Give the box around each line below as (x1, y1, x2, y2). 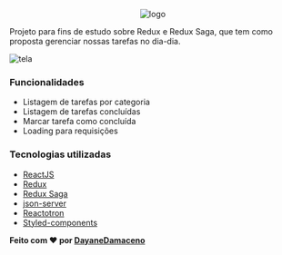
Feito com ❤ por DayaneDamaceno (9, 234, 146, 245)
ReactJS (22, 169, 55, 180)
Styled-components (22, 217, 98, 228)
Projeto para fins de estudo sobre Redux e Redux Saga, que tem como (9, 26, 273, 36)
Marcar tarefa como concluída (22, 116, 136, 127)
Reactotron (22, 207, 65, 218)
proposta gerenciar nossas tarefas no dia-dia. (9, 36, 181, 46)
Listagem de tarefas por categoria (22, 96, 150, 108)
